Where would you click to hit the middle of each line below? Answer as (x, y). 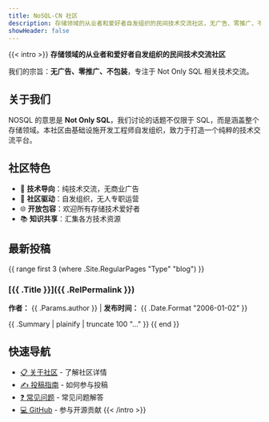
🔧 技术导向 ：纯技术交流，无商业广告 (79, 189)
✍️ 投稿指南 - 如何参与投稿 (64, 384)
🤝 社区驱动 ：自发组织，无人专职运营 (79, 199)
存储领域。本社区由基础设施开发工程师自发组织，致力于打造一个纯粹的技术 (131, 130)
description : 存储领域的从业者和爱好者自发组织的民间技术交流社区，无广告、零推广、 (133, 23)
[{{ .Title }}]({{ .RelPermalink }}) (72, 290)
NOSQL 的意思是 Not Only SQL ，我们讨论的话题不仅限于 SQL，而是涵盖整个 (134, 120)
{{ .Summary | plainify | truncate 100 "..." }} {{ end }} (94, 324)
